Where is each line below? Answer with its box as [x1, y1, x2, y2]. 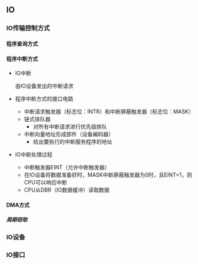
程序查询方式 [6, 40, 38, 47]
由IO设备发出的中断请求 [14, 83, 74, 90]
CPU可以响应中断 [23, 179, 67, 186]
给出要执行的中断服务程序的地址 [32, 138, 113, 145]
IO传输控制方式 [6, 24, 50, 33]
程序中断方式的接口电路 [14, 95, 73, 102]
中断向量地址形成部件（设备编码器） [23, 131, 114, 138]
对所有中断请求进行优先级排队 [32, 123, 107, 130]
